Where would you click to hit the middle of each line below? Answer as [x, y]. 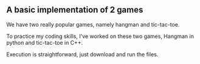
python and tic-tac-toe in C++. [45, 42]
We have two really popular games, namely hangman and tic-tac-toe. [93, 24]
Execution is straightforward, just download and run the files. [82, 54]
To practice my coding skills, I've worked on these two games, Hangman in [100, 36]
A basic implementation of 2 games [75, 10]
